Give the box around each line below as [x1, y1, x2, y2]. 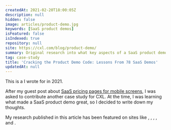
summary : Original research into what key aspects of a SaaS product [5, 50, 156, 55]
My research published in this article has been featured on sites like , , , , [5, 114, 157, 120]
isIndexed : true [5, 36, 40, 41]
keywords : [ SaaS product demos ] [5, 27, 74, 32]
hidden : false [5, 17, 36, 22]
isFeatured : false [5, 31, 44, 36]
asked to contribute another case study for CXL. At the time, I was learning [5, 94, 162, 100]
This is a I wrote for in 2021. [5, 79, 64, 85]
